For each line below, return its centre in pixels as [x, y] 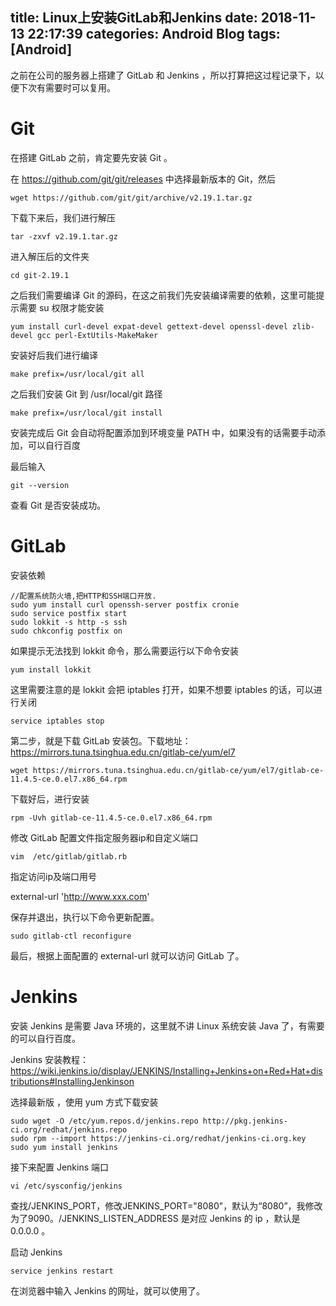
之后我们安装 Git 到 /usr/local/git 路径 [86, 394]
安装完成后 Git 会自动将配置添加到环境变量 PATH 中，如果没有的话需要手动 [163, 432]
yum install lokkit [51, 669]
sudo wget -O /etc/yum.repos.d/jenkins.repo [104, 1121]
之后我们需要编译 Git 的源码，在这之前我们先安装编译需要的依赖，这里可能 [163, 295]
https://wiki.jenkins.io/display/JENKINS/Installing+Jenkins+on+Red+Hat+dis [166, 1070]
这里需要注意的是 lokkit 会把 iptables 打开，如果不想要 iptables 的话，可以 [162, 689]
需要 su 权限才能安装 [61, 307]
